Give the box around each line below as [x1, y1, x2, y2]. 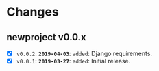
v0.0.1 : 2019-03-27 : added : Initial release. [16, 57, 131, 66]
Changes [6, 4, 59, 20]
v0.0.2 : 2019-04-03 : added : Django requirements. [16, 49, 152, 57]
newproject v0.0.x [6, 31, 86, 43]
